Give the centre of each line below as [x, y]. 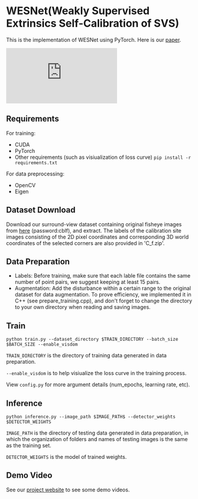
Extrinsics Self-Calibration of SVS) [92, 23]
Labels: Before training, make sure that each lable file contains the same [103, 276]
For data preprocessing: [35, 174]
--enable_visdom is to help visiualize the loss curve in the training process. [96, 373]
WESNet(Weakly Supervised [78, 11]
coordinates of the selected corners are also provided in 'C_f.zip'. [85, 243]
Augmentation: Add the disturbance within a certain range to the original [103, 288]
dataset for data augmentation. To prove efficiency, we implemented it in [103, 295]
